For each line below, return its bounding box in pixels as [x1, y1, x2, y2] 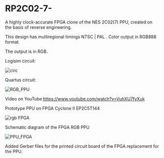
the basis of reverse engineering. [5, 24, 72, 30]
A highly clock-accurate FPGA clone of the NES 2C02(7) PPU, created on [5, 19, 153, 25]
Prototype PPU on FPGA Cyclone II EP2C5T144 [5, 105, 100, 111]
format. [5, 39, 20, 45]
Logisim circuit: [5, 58, 36, 64]
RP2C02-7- [5, 3, 52, 14]
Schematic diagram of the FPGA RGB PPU [5, 124, 90, 130]
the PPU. [5, 148, 23, 154]
